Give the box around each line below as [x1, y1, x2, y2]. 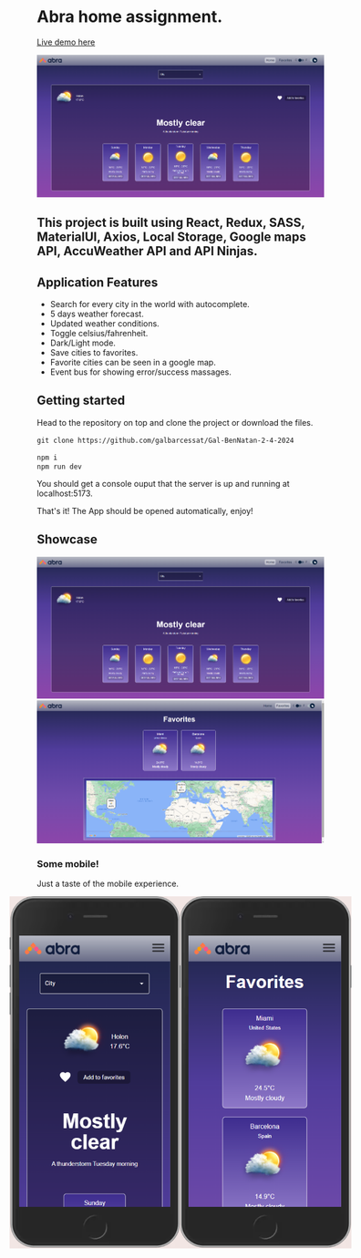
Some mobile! [36, 858, 99, 871]
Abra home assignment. [36, 6, 223, 27]
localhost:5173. [36, 488, 93, 499]
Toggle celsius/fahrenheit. [49, 327, 149, 338]
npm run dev [36, 462, 82, 471]
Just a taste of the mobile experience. [36, 878, 180, 890]
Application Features [36, 274, 159, 290]
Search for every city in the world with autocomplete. [49, 298, 251, 309]
